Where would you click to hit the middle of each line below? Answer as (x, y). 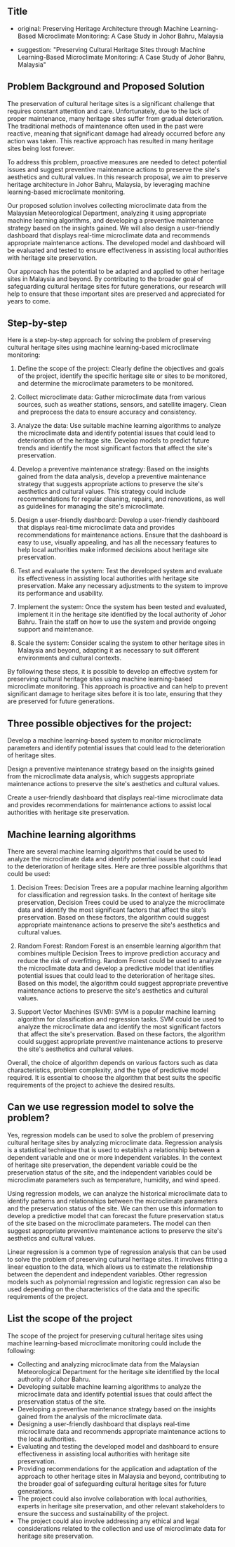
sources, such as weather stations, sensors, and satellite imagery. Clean (122, 405)
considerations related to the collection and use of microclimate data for (122, 1528)
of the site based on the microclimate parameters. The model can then (109, 1223)
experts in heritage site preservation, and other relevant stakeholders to (121, 1506)
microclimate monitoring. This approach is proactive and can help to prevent (117, 686)
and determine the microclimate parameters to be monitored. (106, 384)
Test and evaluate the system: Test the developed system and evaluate (120, 571)
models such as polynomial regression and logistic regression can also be (114, 1281)
